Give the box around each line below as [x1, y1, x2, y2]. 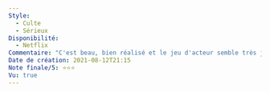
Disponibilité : [8, 34, 59, 42]
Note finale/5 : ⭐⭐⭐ [8, 64, 76, 72]
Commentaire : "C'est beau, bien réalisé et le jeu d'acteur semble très [8, 49, 257, 57]
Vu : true [8, 71, 38, 79]
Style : [8, 11, 31, 20]
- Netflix [15, 42, 48, 50]
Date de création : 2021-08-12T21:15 [8, 57, 131, 65]
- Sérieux [15, 26, 48, 34]
